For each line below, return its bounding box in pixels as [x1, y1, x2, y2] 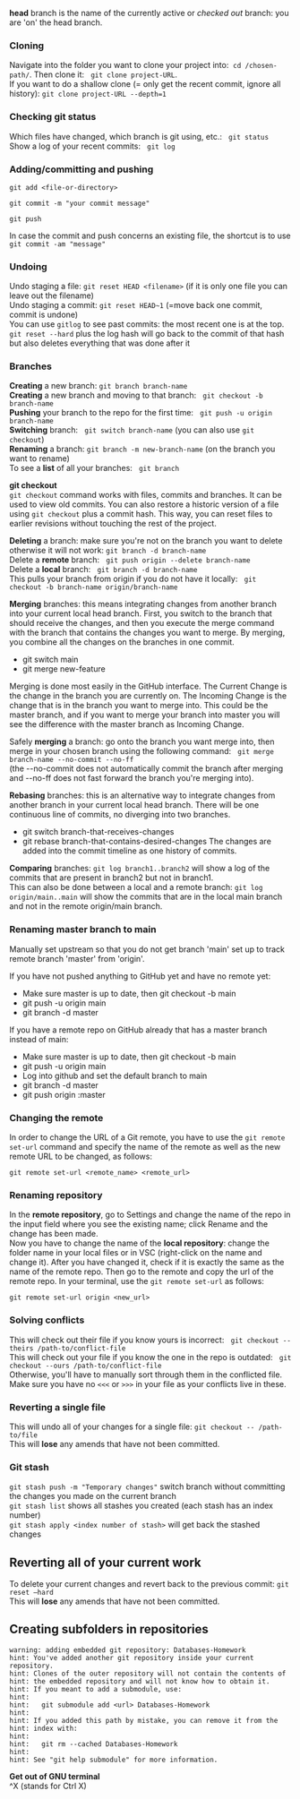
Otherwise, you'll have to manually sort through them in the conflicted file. [9, 1369, 283, 1380]
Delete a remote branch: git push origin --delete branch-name [9, 554, 251, 565]
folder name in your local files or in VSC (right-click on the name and [9, 1247, 262, 1258]
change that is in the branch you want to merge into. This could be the [9, 700, 269, 711]
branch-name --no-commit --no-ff [9, 756, 134, 765]
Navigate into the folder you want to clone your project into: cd [9, 60, 242, 71]
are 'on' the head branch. [9, 17, 103, 28]
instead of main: [9, 1033, 69, 1044]
